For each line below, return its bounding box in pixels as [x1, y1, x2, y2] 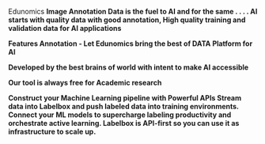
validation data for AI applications [8, 24, 122, 32]
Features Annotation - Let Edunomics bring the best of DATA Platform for [8, 39, 253, 48]
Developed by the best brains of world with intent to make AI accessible [8, 63, 249, 72]
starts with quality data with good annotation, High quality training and [8, 15, 246, 25]
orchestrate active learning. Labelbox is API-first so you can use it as [8, 119, 240, 127]
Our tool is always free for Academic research [8, 78, 162, 87]
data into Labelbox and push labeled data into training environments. [8, 102, 239, 111]
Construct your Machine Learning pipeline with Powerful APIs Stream [8, 93, 242, 102]
